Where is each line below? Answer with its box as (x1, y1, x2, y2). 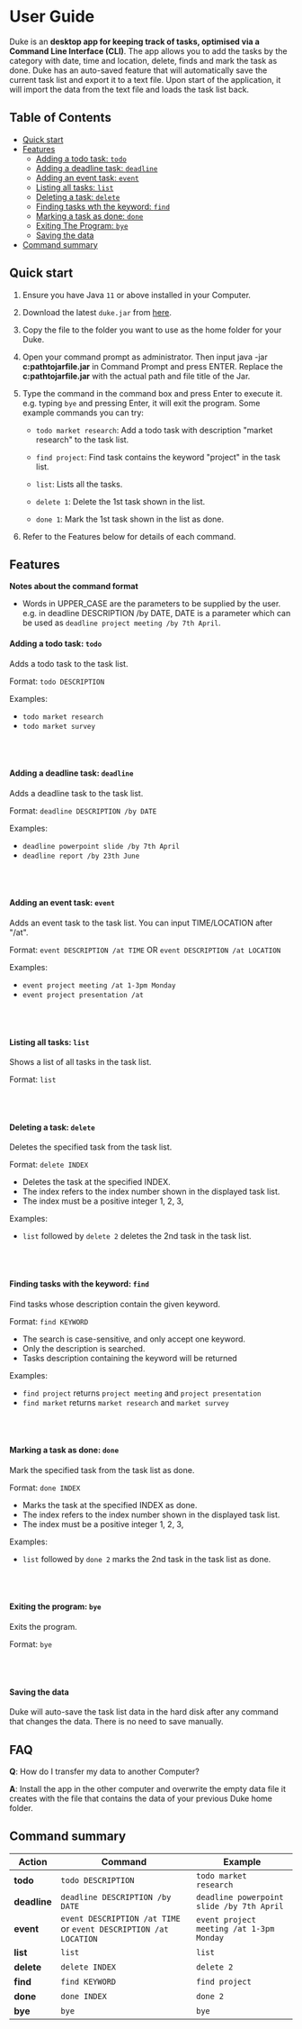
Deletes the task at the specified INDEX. (22, 1177, 171, 1187)
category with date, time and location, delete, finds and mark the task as (9, 55, 278, 66)
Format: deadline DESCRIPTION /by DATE (9, 805, 157, 816)
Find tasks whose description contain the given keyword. (9, 1298, 221, 1309)
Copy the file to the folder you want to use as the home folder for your (22, 324, 282, 335)
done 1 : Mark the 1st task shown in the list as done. (35, 514, 225, 524)
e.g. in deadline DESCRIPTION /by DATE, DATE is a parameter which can (22, 608, 291, 619)
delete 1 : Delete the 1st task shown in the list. (35, 496, 206, 506)
